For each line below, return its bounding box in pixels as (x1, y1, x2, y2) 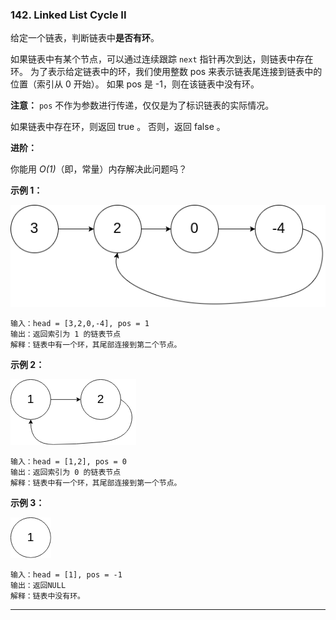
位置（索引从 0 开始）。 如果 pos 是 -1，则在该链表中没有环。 (10, 78, 260, 90)
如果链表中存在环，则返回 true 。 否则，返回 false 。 (10, 121, 226, 133)
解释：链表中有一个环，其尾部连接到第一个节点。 (10, 478, 182, 488)
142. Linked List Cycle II (10, 8, 127, 22)
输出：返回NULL (10, 580, 67, 590)
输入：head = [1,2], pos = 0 (10, 456, 128, 467)
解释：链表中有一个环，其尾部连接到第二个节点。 (10, 339, 182, 350)
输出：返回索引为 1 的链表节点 (10, 329, 122, 339)
